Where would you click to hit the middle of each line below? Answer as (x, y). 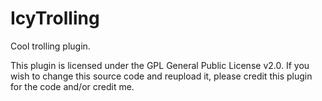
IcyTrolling (55, 18)
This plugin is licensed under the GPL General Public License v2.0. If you (160, 65)
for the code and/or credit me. (72, 86)
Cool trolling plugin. (50, 46)
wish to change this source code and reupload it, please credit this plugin (161, 76)
